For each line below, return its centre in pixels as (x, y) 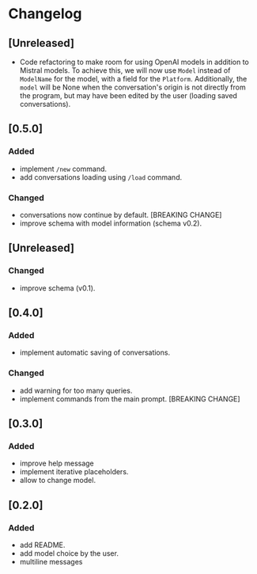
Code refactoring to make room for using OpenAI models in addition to (134, 62)
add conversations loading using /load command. (101, 177)
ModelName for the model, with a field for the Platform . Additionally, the (133, 79)
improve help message (57, 463)
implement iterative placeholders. (74, 472)
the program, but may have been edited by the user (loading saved (128, 95)
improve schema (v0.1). (57, 288)
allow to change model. (58, 481)
